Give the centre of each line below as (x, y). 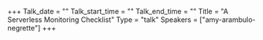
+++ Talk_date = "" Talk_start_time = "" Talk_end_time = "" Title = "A (118, 11)
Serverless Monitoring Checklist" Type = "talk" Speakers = (103, 20)
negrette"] (24, 28)
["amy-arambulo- (228, 20)
